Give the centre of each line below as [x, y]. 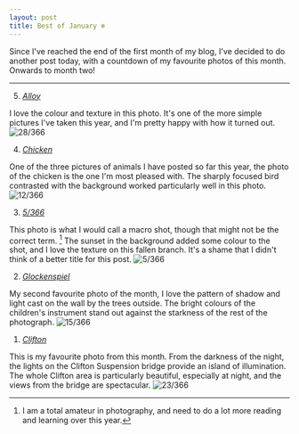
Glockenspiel [46, 276]
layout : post [33, 17]
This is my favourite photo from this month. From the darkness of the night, [147, 356]
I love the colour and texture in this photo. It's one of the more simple [136, 113]
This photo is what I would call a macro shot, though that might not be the [144, 229]
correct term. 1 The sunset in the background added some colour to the [140, 240]
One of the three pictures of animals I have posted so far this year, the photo [149, 167]
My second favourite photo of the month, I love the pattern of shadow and [145, 294]
